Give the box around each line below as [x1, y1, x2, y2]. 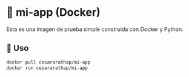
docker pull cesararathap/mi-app [6, 59, 91, 65]
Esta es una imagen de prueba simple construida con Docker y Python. [6, 25, 184, 33]
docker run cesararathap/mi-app [6, 65, 88, 71]
